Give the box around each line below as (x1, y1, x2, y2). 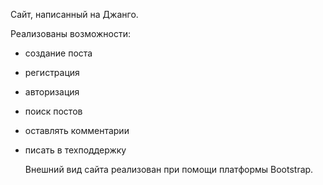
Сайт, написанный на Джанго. (10, 9, 139, 20)
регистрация (24, 67, 80, 78)
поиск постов (24, 105, 83, 117)
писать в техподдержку (24, 144, 127, 156)
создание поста (24, 47, 93, 59)
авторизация (24, 86, 80, 98)
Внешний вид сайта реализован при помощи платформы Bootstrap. (24, 164, 314, 175)
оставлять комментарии (24, 125, 130, 136)
